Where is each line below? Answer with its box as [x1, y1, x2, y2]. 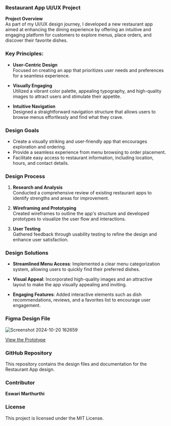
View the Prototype [5, 336, 46, 343]
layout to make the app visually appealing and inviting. [12, 282, 127, 288]
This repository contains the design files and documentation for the [5, 361, 147, 367]
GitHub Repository [5, 349, 53, 356]
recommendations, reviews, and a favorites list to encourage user [12, 297, 151, 303]
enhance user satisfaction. [12, 237, 69, 243]
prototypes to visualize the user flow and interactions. [12, 216, 126, 222]
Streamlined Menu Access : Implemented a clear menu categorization [12, 261, 160, 267]
